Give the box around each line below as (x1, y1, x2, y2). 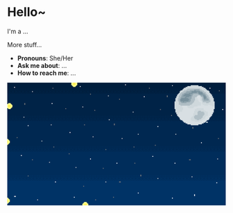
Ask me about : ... (17, 61, 67, 69)
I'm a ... (7, 27, 29, 35)
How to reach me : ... (17, 69, 76, 77)
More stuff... (7, 40, 42, 49)
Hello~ (7, 4, 46, 20)
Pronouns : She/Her (17, 53, 74, 62)
